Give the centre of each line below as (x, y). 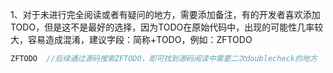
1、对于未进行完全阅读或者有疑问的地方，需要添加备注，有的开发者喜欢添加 (165, 14)
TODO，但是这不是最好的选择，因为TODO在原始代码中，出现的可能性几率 (162, 27)
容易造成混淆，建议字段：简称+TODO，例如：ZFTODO (140, 39)
